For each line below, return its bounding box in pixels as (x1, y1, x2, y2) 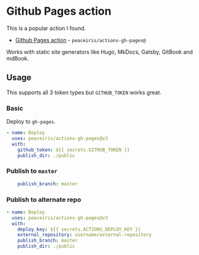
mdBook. (6, 54, 29, 62)
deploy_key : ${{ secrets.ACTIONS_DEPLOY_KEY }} (17, 226, 141, 232)
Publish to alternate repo (6, 195, 81, 204)
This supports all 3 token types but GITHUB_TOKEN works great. (6, 89, 162, 96)
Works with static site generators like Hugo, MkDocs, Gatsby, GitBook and (6, 48, 193, 56)
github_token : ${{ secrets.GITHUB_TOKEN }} (17, 147, 130, 153)
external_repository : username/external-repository (17, 232, 152, 238)
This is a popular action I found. (6, 24, 86, 32)
